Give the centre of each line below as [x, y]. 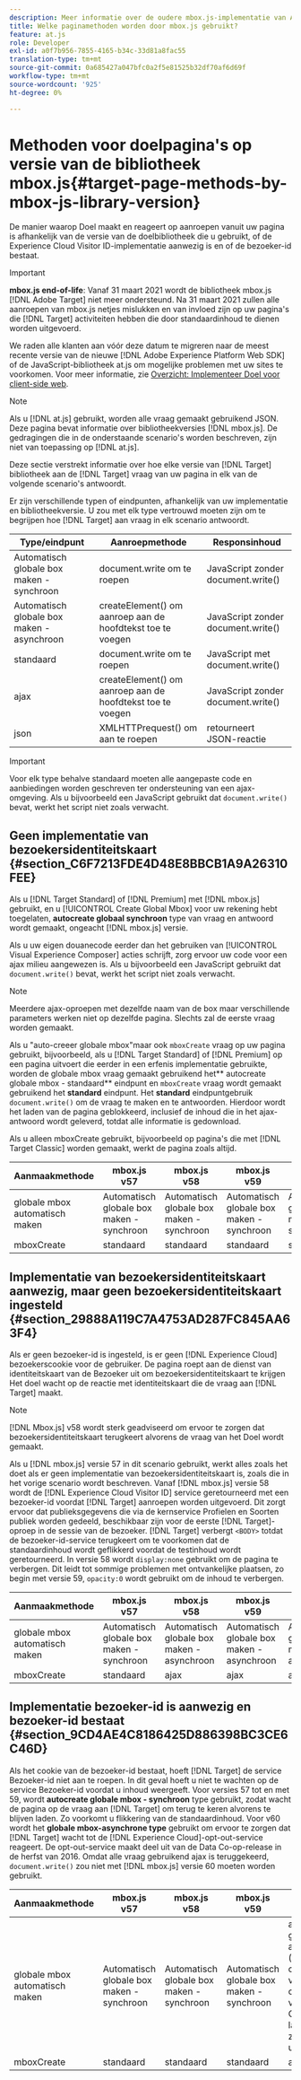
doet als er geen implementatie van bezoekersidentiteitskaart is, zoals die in [149, 1473]
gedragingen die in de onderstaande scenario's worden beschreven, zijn [143, 438]
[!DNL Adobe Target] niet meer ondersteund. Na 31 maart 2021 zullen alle [145, 300]
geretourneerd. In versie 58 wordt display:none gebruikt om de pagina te [144, 1560]
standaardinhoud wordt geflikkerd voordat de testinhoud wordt [125, 1550]
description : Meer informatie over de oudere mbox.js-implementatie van [148, 17]
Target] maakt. [36, 1393]
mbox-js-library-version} [105, 202]
